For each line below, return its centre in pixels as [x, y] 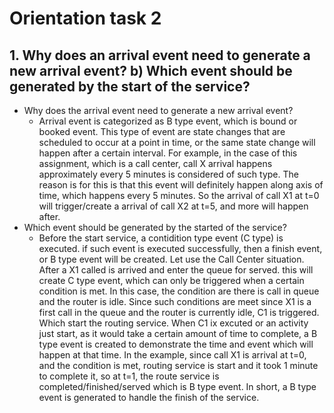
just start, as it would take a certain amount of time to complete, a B [178, 333]
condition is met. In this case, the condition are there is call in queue [179, 291]
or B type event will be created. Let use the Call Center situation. [171, 259]
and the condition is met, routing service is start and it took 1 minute [178, 365]
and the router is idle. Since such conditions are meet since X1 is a [175, 301]
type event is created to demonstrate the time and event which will [176, 344]
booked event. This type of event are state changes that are [162, 131]
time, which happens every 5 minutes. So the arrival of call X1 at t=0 [179, 195]
